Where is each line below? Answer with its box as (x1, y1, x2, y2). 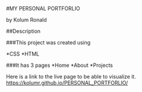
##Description (6, 28, 41, 35)
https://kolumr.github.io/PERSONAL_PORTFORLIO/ (6, 79, 128, 86)
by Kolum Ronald (6, 16, 47, 23)
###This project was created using (6, 39, 91, 46)
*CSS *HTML (6, 50, 40, 57)
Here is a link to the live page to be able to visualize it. (6, 73, 136, 80)
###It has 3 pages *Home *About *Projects (6, 62, 113, 69)
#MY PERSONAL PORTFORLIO (6, 5, 80, 12)
